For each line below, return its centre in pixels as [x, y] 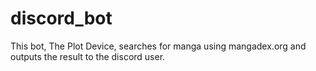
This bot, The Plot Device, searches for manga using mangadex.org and [158, 46]
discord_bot [61, 18]
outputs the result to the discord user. [88, 56]
